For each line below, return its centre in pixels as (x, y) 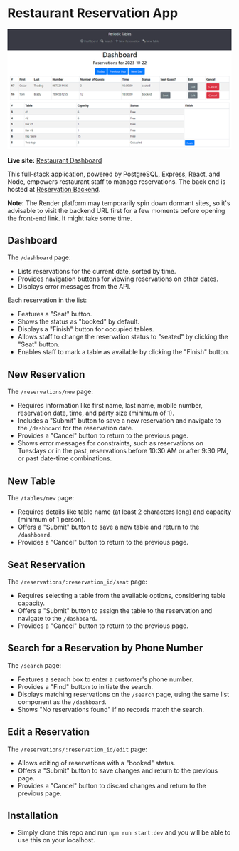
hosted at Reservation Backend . (54, 189)
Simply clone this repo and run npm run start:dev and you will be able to (124, 832)
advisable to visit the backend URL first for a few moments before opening (116, 210)
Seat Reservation (46, 564)
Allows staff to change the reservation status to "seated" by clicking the (123, 337)
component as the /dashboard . (62, 702)
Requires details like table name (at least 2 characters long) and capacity (124, 512)
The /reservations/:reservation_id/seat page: (78, 582)
